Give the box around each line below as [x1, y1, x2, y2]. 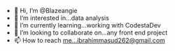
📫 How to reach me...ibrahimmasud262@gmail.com [13, 37, 166, 44]
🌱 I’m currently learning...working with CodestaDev [13, 21, 161, 29]
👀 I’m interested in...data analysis [13, 14, 110, 22]
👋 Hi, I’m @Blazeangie [13, 7, 78, 14]
